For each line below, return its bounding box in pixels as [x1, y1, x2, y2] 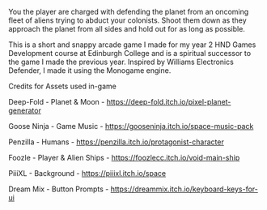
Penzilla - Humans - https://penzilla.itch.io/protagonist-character [8, 137, 224, 147]
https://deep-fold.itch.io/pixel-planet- [106, 97, 231, 106]
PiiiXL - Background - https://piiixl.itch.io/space [8, 169, 167, 178]
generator [8, 105, 42, 115]
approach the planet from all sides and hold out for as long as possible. [8, 24, 245, 33]
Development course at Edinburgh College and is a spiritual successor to [8, 49, 252, 58]
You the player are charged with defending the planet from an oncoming [8, 7, 249, 16]
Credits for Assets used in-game [8, 81, 117, 91]
